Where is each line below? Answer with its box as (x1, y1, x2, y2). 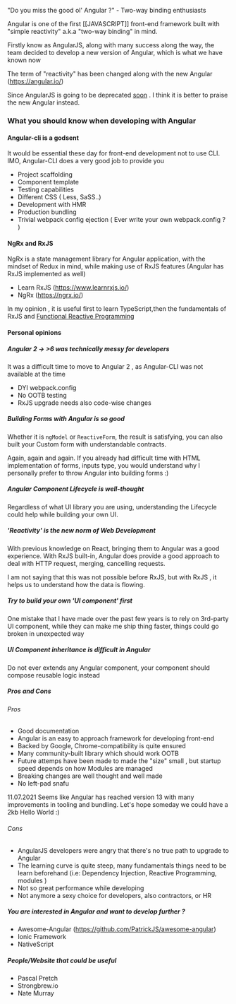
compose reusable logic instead (7, 671, 100, 679)
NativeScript (17, 940, 54, 949)
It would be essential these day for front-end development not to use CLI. (7, 149, 221, 158)
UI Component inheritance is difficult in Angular (7, 646, 151, 654)
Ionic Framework (17, 933, 67, 941)
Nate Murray (17, 989, 54, 998)
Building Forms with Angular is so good (7, 415, 125, 423)
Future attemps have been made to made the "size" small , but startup (17, 757, 221, 765)
